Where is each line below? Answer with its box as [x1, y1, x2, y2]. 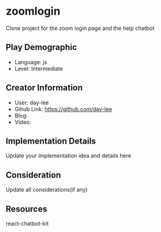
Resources [5, 203, 48, 214]
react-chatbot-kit [5, 220, 49, 227]
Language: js [14, 58, 48, 65]
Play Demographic [5, 42, 77, 53]
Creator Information [5, 82, 83, 93]
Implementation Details [5, 136, 96, 146]
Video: [14, 118, 32, 126]
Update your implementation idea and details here [5, 152, 132, 159]
